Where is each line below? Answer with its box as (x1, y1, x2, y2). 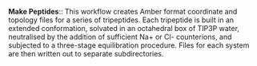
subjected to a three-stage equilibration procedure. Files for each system (8, 41, 250, 50)
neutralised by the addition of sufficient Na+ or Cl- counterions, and (8, 32, 232, 41)
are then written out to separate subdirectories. (8, 49, 164, 58)
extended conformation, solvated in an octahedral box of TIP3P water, (8, 24, 240, 33)
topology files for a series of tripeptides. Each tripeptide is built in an (8, 15, 235, 25)
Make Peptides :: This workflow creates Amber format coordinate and (8, 7, 238, 16)
